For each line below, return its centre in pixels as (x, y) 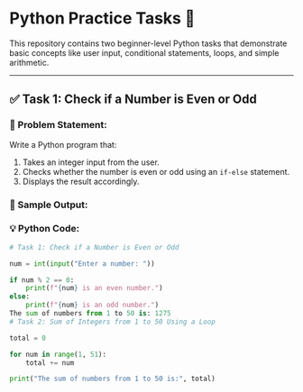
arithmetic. (29, 62)
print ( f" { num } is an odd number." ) (92, 305)
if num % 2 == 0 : (42, 280)
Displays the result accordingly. (81, 181)
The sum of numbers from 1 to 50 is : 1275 (90, 314)
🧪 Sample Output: (49, 205)
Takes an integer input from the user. (91, 162)
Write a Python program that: (63, 144)
